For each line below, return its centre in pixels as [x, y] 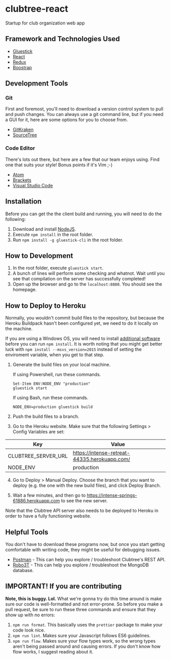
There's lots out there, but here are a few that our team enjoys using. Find [82, 159]
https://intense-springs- [112, 495]
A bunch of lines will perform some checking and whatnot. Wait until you [89, 273]
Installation [23, 202]
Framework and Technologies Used [63, 39]
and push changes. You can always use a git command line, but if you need [84, 114]
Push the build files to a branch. [46, 417]
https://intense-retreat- [102, 453]
